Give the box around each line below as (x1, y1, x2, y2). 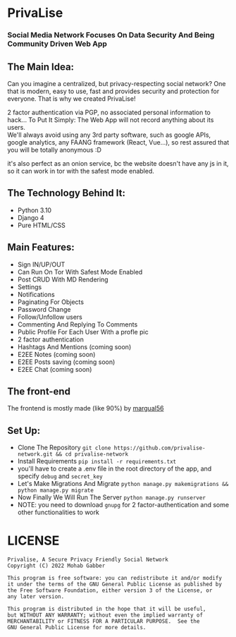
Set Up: (7, 425, 41, 437)
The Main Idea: (7, 61, 75, 73)
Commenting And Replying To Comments (17, 320, 138, 329)
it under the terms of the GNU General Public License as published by (7, 581, 222, 588)
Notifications (17, 290, 55, 298)
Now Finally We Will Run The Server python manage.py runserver (17, 493, 206, 502)
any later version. (7, 593, 65, 600)
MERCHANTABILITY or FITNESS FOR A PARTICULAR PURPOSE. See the (7, 618, 200, 625)
